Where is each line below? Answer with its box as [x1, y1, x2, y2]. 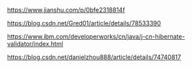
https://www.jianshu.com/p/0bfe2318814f [7, 6, 125, 14]
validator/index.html [7, 40, 63, 47]
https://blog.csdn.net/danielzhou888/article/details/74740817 [7, 53, 181, 61]
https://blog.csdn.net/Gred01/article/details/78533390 [7, 19, 162, 27]
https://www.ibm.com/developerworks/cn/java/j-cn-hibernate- [7, 32, 185, 41]
